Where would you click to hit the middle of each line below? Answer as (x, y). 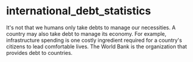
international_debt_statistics (79, 11)
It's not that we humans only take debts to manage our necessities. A (91, 27)
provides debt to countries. (39, 52)
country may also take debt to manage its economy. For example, (86, 33)
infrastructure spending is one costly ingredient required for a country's (94, 40)
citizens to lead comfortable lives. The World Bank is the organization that (97, 46)
